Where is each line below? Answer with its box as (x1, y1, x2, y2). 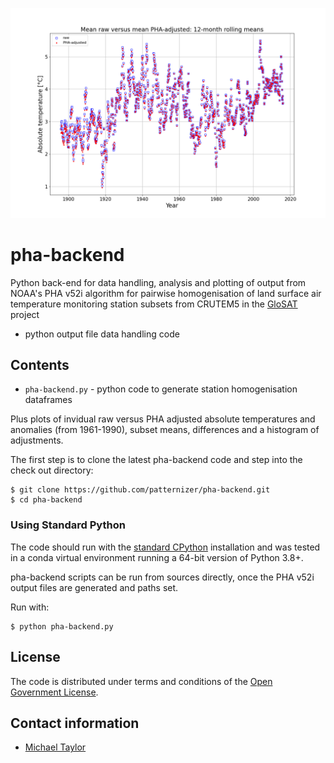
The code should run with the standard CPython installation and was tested (10, 541, 321, 553)
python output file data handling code (24, 328, 180, 340)
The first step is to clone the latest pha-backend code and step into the (10, 454, 303, 466)
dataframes (24, 394, 73, 406)
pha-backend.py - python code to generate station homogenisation (24, 383, 298, 395)
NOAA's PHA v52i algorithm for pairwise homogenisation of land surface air (10, 287, 322, 299)
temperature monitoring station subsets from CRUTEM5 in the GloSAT (10, 298, 298, 310)
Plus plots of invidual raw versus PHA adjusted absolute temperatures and (10, 413, 316, 425)
